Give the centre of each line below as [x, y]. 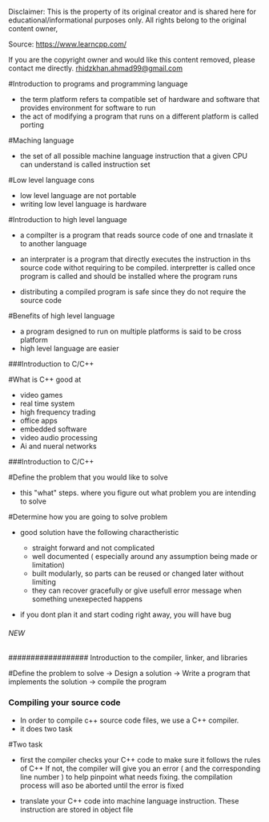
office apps [38, 421]
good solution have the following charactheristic [99, 532]
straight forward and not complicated [93, 548]
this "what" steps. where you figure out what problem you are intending [138, 493]
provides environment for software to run [88, 108]
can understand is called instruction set [85, 164]
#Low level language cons [51, 180]
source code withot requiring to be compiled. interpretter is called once [137, 267]
